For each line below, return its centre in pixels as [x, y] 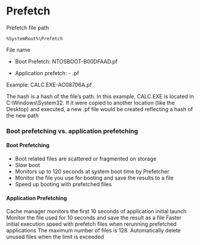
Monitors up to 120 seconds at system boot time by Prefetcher [92, 172]
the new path [23, 115]
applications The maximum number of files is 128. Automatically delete [94, 231]
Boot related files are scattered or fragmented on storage [86, 159]
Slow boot [27, 165]
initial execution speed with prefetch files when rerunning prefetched [92, 224]
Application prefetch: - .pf [47, 73]
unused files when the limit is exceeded [55, 237]
